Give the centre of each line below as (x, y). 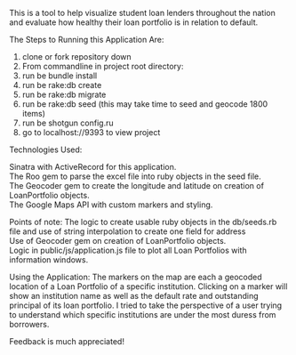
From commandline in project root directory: (103, 66)
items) (34, 113)
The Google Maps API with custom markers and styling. (111, 205)
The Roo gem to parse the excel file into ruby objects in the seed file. (136, 176)
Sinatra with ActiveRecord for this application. (93, 167)
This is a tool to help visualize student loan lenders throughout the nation (142, 13)
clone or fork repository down (76, 56)
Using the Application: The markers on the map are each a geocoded (136, 277)
